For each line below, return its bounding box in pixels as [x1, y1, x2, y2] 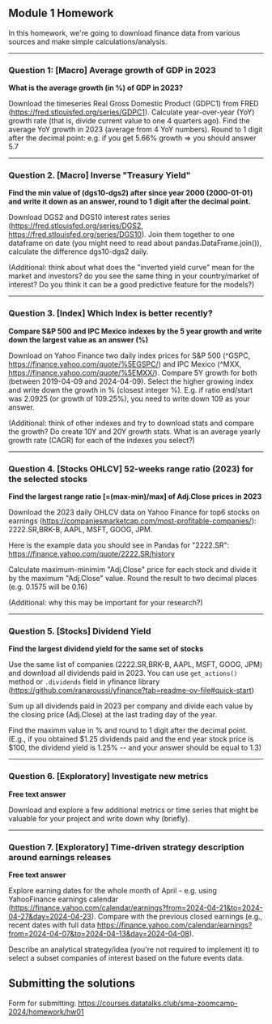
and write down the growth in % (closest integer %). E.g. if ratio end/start [8, 385, 253, 394]
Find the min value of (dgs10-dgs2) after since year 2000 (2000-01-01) [8, 188, 253, 198]
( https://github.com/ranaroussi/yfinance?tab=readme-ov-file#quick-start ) [8, 686, 255, 695]
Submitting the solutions [8, 977, 135, 991]
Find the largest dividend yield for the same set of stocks [8, 644, 204, 654]
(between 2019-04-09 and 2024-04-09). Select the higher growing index [8, 376, 254, 386]
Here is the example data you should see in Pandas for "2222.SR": [8, 540, 230, 550]
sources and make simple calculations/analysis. [8, 37, 168, 46]
